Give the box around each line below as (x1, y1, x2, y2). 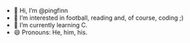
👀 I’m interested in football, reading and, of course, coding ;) (13, 14, 184, 22)
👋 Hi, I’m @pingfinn (13, 7, 69, 14)
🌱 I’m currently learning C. (13, 21, 88, 29)
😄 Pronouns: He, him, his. (13, 28, 88, 36)
